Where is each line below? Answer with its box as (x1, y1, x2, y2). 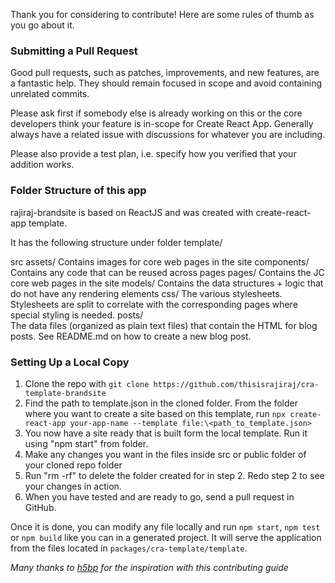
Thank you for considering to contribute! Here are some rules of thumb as (10, 9, 315, 20)
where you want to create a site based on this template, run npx (24, 407, 287, 419)
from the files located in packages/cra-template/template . (10, 542, 248, 554)
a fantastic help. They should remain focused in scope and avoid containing (10, 77, 323, 89)
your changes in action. (24, 480, 122, 492)
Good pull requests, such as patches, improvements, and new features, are (10, 67, 320, 79)
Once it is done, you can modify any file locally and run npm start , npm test (10, 520, 321, 533)
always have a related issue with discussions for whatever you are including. (10, 129, 326, 141)
